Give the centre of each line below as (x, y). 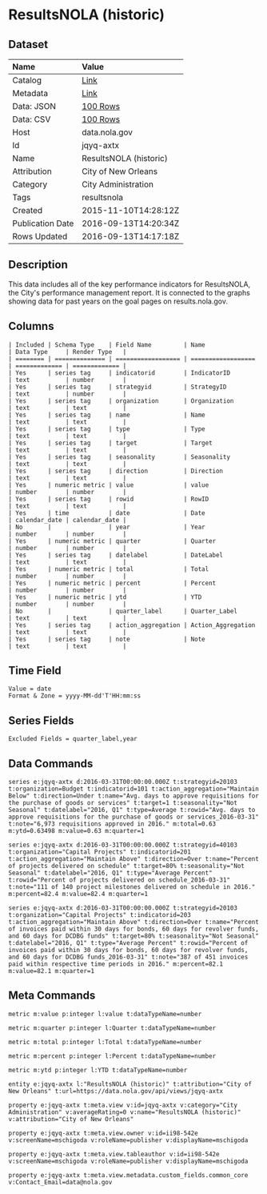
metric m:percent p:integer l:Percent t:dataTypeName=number (112, 1056)
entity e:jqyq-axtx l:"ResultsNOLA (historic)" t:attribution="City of (130, 1084)
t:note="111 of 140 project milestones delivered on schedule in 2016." (132, 887)
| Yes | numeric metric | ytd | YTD (105, 597)
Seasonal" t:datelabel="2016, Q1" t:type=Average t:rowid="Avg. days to (132, 810)
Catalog (27, 80)
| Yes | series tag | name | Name (107, 415)
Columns (31, 326)
